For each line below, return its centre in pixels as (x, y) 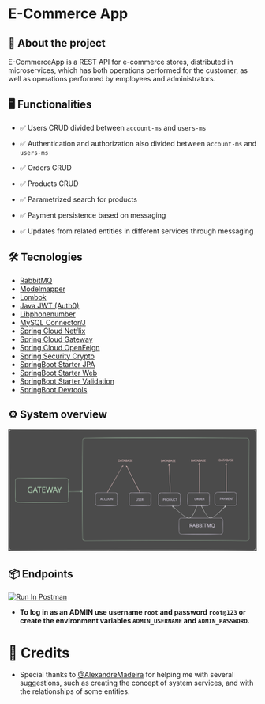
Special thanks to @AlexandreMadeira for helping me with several (127, 675)
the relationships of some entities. (75, 691)
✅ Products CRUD (49, 184)
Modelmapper (42, 289)
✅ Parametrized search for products (78, 199)
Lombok (33, 297)
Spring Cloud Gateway (56, 339)
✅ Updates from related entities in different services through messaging (136, 231)
